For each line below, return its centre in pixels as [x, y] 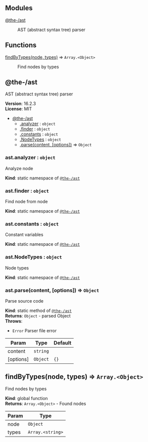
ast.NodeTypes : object [34, 257]
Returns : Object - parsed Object [38, 315]
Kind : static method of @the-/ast [38, 310]
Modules [19, 8]
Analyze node [19, 168]
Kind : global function [27, 398]
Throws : [14, 321]
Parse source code [24, 301]
